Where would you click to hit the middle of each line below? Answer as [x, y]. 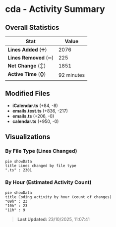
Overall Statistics [32, 28]
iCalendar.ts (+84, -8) [35, 106]
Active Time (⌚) [27, 74]
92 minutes [72, 75]
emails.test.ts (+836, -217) [40, 111]
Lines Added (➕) [27, 50]
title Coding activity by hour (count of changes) [58, 197]
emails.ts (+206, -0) [33, 116]
